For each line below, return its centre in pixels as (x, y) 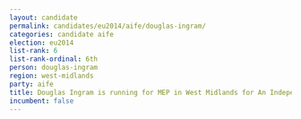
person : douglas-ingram (54, 68)
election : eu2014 (42, 42)
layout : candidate (43, 17)
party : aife (31, 84)
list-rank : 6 (34, 51)
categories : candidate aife (62, 34)
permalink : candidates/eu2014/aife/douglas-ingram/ (107, 26)
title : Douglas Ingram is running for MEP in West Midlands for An (138, 92)
